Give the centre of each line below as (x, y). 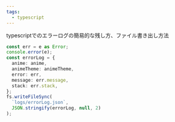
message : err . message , (40, 80)
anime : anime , (29, 64)
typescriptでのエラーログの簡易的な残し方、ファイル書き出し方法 (87, 35)
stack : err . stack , (35, 86)
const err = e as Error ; (37, 47)
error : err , (27, 75)
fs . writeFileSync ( (29, 97)
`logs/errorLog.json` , (40, 103)
